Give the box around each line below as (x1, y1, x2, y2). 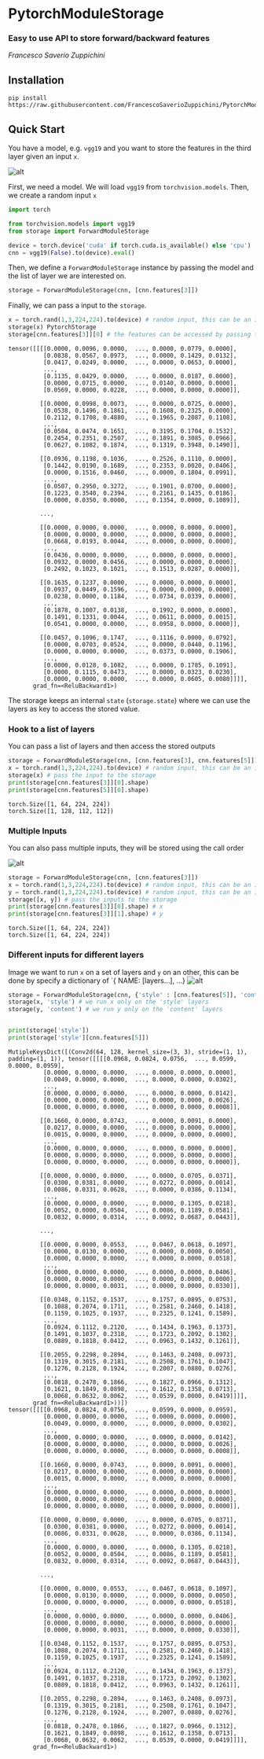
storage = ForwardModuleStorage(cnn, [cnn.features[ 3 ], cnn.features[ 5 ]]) (8, 756, 258, 765)
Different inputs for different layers (8, 949, 145, 960)
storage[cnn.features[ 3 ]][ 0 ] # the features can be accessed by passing (8, 331, 251, 339)
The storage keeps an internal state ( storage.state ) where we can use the (8, 695, 251, 705)
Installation (8, 73, 64, 86)
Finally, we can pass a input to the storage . (8, 300, 147, 311)
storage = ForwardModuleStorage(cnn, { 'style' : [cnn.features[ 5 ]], (8, 991, 237, 999)
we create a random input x (8, 190, 97, 201)
